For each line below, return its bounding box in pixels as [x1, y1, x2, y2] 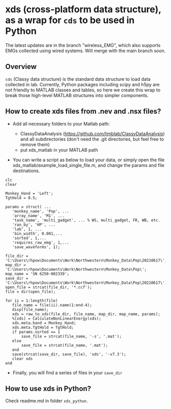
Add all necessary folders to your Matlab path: [12, 121, 110, 127]
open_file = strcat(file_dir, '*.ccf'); [5, 284, 93, 290]
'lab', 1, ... [12, 226, 42, 232]
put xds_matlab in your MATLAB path [20, 147, 98, 153]
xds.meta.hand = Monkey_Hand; [12, 320, 76, 325]
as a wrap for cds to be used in [5, 14, 135, 26]
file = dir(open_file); [5, 289, 56, 294]
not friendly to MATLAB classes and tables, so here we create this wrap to [5, 87, 161, 93]
